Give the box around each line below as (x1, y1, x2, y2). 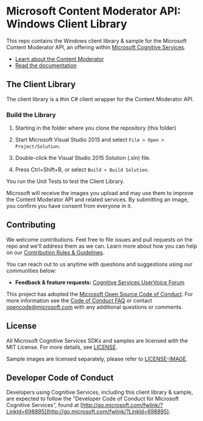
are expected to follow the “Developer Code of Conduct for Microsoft (6, 395, 179, 402)
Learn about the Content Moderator (15, 55, 104, 62)
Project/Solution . (15, 142, 61, 150)
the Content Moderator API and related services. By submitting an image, (6, 196, 189, 204)
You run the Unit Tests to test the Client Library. (6, 177, 125, 185)
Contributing (6, 220, 56, 230)
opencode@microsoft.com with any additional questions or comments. (6, 303, 183, 310)
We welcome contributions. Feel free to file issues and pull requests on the (6, 236, 193, 243)
